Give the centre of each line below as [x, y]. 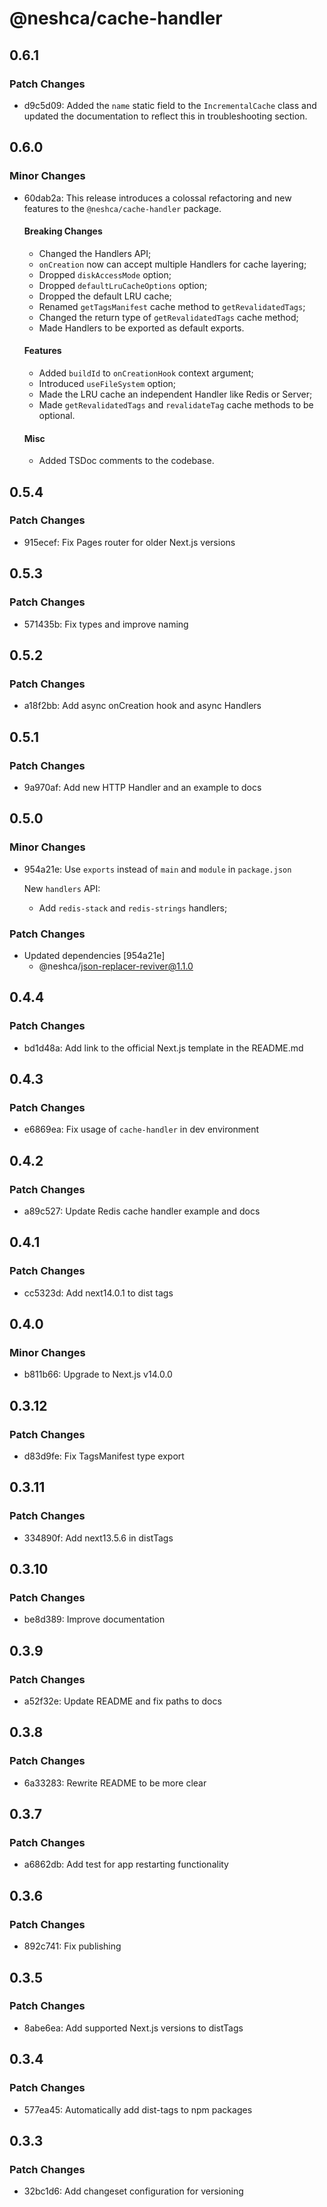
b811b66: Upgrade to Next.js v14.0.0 [98, 1374]
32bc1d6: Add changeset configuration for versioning [133, 2191]
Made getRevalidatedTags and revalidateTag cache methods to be [176, 404]
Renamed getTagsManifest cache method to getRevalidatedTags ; [172, 306]
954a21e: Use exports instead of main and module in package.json [157, 869]
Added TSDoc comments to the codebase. [126, 461]
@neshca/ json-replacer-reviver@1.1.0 [116, 966]
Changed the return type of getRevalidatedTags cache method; [168, 317]
